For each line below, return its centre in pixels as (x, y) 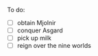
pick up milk (34, 38)
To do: (16, 10)
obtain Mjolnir (36, 23)
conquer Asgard (40, 30)
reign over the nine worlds (54, 46)
